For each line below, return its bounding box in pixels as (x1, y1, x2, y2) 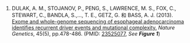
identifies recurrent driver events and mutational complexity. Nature (11, 24, 175, 31)
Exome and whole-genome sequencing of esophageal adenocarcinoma (11, 18, 184, 25)
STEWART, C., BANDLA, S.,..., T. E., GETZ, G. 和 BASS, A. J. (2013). (11, 11, 174, 18)
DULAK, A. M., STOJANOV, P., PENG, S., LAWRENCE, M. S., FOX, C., (11, 5, 177, 11)
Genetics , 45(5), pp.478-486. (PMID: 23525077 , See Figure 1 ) (11, 30, 161, 37)
